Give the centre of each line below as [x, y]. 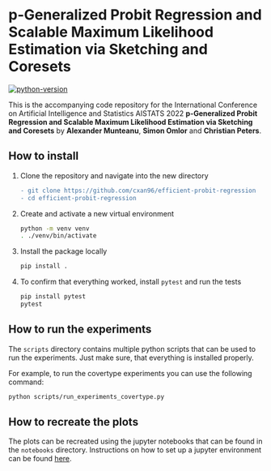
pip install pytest [53, 297]
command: [26, 382]
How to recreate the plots [74, 422]
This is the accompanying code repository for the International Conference [133, 105]
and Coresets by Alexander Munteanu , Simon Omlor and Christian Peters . [135, 131]
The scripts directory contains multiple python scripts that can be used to [132, 349]
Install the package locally [64, 251]
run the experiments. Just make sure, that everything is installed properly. [131, 358]
